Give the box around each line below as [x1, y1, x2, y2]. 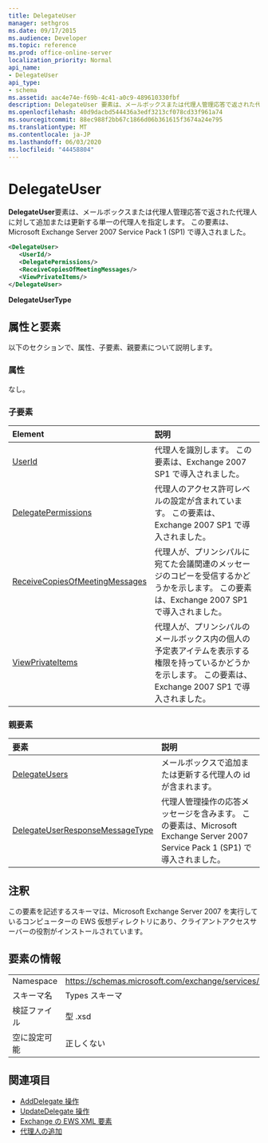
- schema [8, 86, 37, 94]
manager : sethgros [8, 19, 69, 27]
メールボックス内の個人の [154, 633, 250, 644]
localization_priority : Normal [8, 57, 112, 65]
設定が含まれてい [170, 495, 235, 506]
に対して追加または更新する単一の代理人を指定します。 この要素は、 [8, 217, 234, 227]
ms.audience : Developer [8, 34, 88, 42]
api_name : [8, 64, 41, 72]
